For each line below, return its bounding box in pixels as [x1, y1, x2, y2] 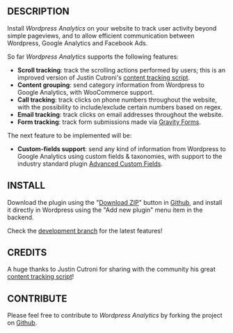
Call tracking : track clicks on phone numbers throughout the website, [17, 95, 218, 104]
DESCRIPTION [7, 6, 70, 17]
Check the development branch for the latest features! [7, 226, 163, 235]
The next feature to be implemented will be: [7, 131, 132, 139]
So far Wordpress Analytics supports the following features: [7, 52, 179, 61]
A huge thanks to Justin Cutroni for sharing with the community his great [7, 265, 216, 274]
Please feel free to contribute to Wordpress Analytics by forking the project [7, 311, 223, 320]
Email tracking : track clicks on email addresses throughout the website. [17, 110, 224, 118]
